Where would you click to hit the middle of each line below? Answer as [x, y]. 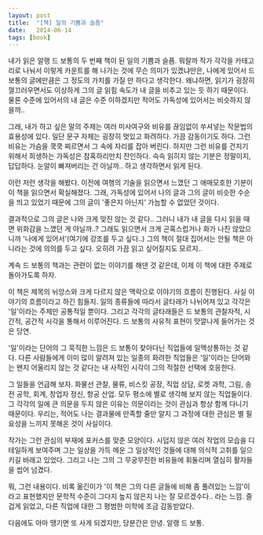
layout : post [29, 15]
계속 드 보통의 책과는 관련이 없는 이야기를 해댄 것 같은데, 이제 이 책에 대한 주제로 [130, 265]
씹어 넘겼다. [34, 470]
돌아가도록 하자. [33, 275]
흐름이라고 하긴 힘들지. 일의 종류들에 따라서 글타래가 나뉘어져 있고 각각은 [140, 302]
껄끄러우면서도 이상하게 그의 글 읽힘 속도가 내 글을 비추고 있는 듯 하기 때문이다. [128, 90]
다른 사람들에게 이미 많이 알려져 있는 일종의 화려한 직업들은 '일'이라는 [124, 358]
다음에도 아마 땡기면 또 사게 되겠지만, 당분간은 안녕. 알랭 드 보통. [106, 523]
